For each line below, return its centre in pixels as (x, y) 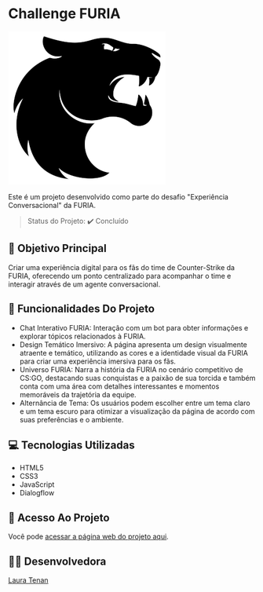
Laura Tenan (28, 580)
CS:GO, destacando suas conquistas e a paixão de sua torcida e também (137, 378)
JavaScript (37, 484)
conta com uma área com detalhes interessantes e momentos (119, 386)
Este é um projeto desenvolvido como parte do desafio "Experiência (119, 196)
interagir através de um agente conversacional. (84, 284)
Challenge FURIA (64, 14)
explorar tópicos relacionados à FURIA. (83, 336)
